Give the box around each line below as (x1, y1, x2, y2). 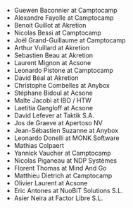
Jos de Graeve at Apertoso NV (13, 119, 103, 127)
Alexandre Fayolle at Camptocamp (13, 13, 114, 22)
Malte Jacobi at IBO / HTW (13, 96, 91, 105)
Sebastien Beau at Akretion (13, 51, 94, 59)
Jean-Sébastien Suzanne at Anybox (13, 127, 118, 134)
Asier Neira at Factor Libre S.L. (13, 194, 103, 202)
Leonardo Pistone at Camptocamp (13, 67, 114, 74)
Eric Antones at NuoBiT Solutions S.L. (13, 187, 123, 195)
